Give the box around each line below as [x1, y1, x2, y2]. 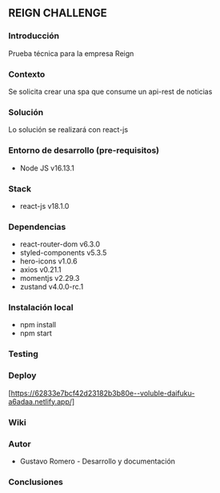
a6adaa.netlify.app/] [8, 396, 75, 407]
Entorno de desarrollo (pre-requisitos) [8, 145, 160, 156]
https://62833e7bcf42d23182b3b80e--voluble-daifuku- [10, 388, 195, 398]
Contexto [8, 68, 46, 79]
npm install [19, 320, 57, 330]
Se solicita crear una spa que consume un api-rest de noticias [8, 86, 213, 96]
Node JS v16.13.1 [19, 163, 74, 173]
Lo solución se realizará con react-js [8, 125, 129, 134]
